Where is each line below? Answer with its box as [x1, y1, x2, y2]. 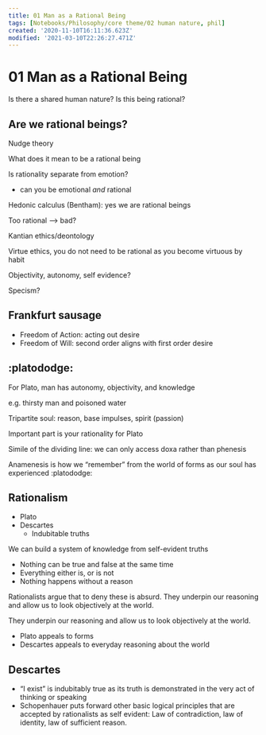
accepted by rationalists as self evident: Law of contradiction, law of [19, 710, 244, 719]
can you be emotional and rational [19, 185, 132, 194]
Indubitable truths [31, 529, 90, 539]
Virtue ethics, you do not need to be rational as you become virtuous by [8, 247, 243, 255]
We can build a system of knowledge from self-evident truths [8, 544, 209, 554]
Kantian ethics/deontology [8, 231, 94, 240]
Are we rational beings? [8, 117, 129, 131]
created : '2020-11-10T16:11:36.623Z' [8, 26, 133, 34]
